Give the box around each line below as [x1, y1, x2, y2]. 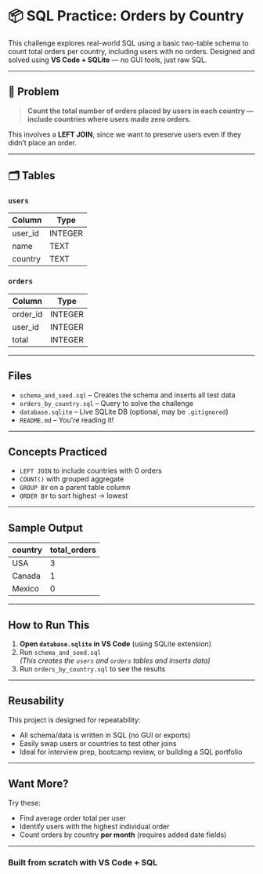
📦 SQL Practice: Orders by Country [8, 7, 244, 25]
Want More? [8, 777, 69, 791]
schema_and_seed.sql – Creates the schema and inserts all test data [19, 390, 236, 400]
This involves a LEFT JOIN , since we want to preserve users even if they [8, 130, 241, 139]
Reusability [8, 694, 65, 708]
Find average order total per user [19, 813, 127, 822]
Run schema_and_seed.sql [19, 647, 102, 656]
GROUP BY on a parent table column [19, 483, 131, 492]
